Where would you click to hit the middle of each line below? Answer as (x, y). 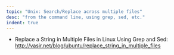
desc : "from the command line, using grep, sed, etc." (76, 17)
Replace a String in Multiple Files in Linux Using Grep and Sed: (91, 40)
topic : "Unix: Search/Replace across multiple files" (74, 12)
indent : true (22, 22)
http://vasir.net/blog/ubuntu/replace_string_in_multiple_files (88, 46)
